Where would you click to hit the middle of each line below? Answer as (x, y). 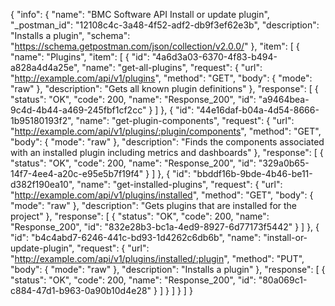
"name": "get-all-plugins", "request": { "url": (172, 67)
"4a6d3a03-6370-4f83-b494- (214, 57)
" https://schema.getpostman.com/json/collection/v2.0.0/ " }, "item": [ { (155, 46)
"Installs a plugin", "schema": (70, 35)
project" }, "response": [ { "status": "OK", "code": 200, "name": (140, 216)
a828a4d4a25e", (45, 67)
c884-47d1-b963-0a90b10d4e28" (81, 290)
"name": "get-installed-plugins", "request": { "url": (179, 184)
